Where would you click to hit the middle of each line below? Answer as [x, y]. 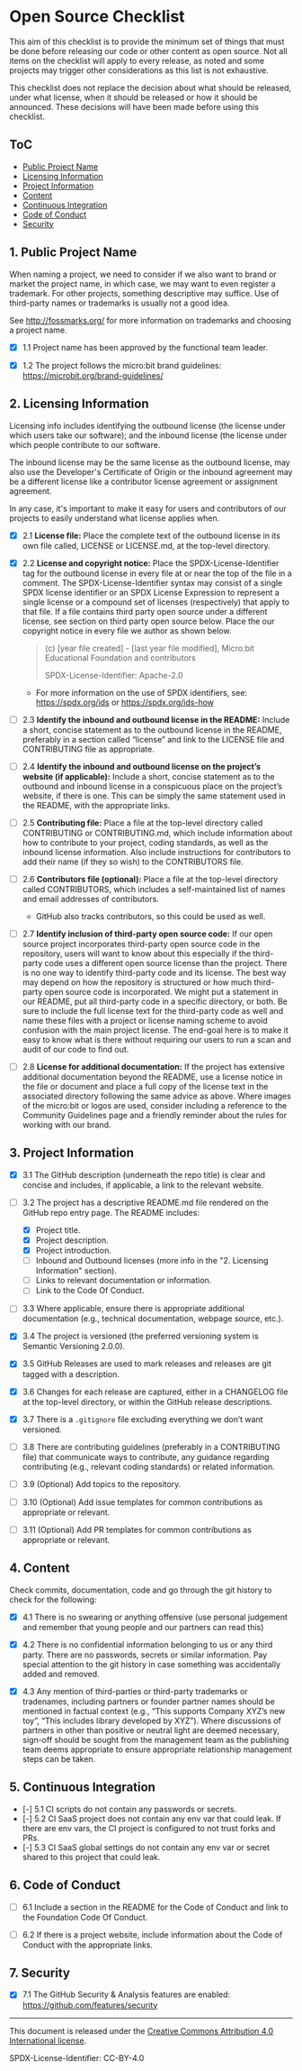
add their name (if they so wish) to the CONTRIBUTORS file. [133, 862]
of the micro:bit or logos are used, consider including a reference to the [155, 1105]
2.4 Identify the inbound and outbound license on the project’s [142, 766]
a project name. [38, 330]
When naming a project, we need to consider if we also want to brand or [143, 274]
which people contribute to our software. [85, 444]
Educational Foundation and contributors [120, 657]
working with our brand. [67, 1125]
